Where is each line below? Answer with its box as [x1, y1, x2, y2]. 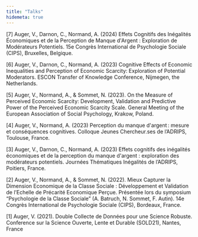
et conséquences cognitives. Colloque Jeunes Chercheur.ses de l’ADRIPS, [6, 128, 187, 135]
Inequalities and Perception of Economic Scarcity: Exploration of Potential [6, 67, 186, 74]
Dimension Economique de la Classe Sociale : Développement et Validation [6, 182, 189, 190]
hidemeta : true [6, 14, 44, 20]
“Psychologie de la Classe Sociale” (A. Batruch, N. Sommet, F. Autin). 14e [6, 195, 184, 202]
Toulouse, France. [6, 134, 50, 141]
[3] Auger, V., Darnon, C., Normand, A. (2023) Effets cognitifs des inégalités [6, 146, 191, 153]
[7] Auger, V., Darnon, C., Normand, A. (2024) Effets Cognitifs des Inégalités [6, 30, 191, 37]
